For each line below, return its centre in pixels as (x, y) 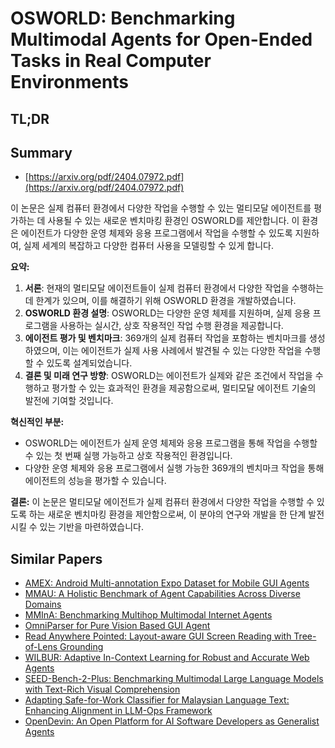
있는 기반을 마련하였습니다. (91, 527)
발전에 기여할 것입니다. (69, 401)
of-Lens (41, 647)
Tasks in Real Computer (111, 61)
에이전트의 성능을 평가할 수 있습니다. (95, 481)
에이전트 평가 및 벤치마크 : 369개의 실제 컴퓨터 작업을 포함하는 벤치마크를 (165, 338)
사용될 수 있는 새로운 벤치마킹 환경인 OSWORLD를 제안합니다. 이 (173, 221)
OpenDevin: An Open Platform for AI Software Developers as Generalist (172, 721)
